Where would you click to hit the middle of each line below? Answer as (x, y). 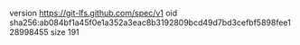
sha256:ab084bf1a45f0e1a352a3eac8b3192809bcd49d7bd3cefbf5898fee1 (150, 22)
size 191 (65, 32)
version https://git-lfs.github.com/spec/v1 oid (94, 13)
